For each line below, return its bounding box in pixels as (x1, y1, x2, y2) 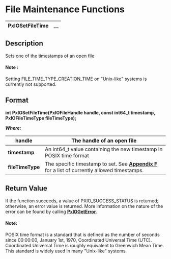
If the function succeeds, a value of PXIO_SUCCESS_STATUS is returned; (5, 198, 159, 204)
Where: (5, 125, 21, 131)
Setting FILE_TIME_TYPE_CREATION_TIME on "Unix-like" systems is (5, 76, 147, 82)
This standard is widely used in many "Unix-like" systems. (5, 248, 127, 254)
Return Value (5, 184, 47, 193)
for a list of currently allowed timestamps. (45, 167, 144, 174)
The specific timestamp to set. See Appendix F (45, 160, 158, 167)
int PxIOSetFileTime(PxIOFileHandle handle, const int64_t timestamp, (5, 109, 155, 115)
